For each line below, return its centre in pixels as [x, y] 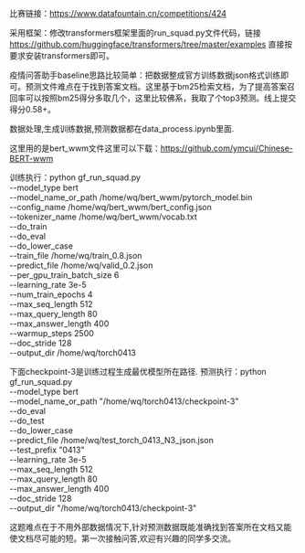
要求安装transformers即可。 [62, 56]
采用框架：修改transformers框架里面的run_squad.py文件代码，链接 [136, 33]
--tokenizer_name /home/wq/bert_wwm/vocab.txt [104, 217]
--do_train [28, 226]
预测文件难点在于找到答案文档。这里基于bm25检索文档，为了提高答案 [156, 86]
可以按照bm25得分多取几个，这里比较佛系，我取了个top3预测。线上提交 [161, 98]
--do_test [27, 420]
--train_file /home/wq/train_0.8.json [76, 255]
